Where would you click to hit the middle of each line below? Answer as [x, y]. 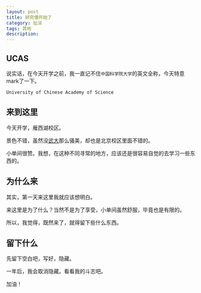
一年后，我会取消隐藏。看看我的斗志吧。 [56, 271]
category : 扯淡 [24, 23]
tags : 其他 [19, 28]
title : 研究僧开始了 [29, 17]
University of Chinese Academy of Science [60, 92]
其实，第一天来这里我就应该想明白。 [51, 197]
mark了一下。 [23, 81]
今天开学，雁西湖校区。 [35, 128]
